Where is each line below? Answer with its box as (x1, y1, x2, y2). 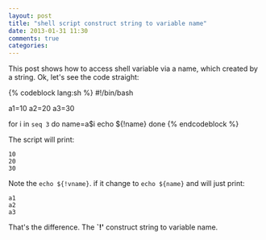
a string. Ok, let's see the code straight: (8, 72, 139, 82)
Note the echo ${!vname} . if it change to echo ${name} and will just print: (8, 179, 245, 188)
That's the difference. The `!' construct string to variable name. (8, 222, 218, 232)
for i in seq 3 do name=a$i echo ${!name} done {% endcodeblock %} (8, 119, 239, 129)
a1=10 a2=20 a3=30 (8, 104, 75, 114)
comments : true (8, 34, 60, 43)
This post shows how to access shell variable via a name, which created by (8, 64, 258, 73)
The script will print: (8, 134, 75, 145)
